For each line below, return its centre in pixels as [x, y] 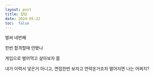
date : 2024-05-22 [23, 19]
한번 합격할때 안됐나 [24, 48]
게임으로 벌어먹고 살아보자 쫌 [33, 58]
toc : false [17, 23]
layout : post [18, 9]
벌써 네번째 [16, 38]
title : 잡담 [16, 14]
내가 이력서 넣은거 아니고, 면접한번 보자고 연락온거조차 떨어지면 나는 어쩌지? [77, 69]
